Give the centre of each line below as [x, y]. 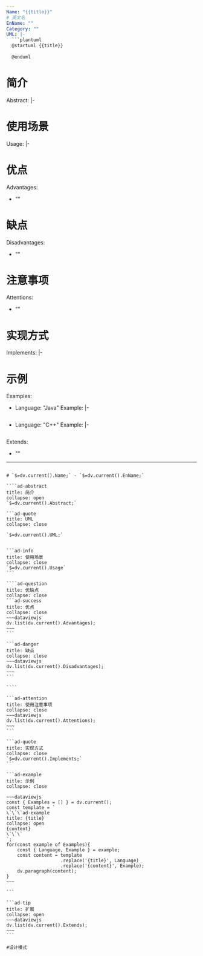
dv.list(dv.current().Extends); [47, 925]
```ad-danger [23, 644]
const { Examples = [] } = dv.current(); [59, 802]
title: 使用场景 [25, 557]
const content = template [50, 856]
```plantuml [27, 40]
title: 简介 [20, 493]
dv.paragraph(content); [47, 871]
